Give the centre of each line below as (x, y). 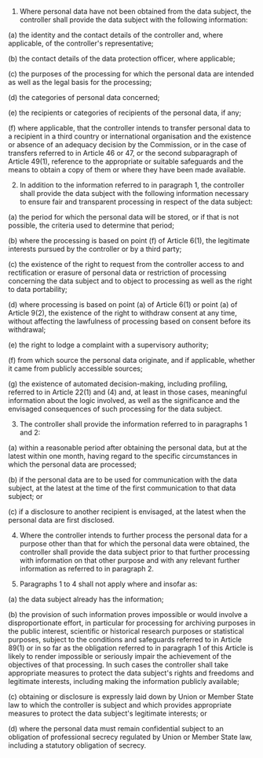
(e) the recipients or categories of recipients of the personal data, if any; (125, 113)
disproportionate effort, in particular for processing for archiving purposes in (132, 623)
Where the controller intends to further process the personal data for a (133, 535)
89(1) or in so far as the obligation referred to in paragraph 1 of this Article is (131, 648)
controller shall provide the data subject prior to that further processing (135, 552)
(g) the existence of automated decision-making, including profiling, (118, 384)
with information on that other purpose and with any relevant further (130, 560)
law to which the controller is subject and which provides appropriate (120, 705)
